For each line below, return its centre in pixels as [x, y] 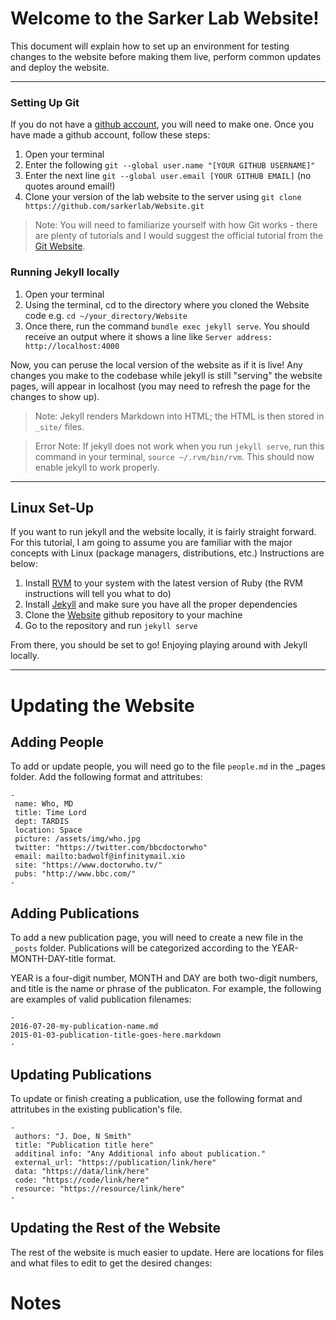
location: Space [48, 830]
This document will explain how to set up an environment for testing [150, 46]
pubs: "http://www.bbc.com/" [75, 874]
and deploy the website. [60, 67]
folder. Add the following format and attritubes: [106, 777]
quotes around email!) [70, 186]
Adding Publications [75, 913]
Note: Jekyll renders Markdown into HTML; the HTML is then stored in [179, 416]
